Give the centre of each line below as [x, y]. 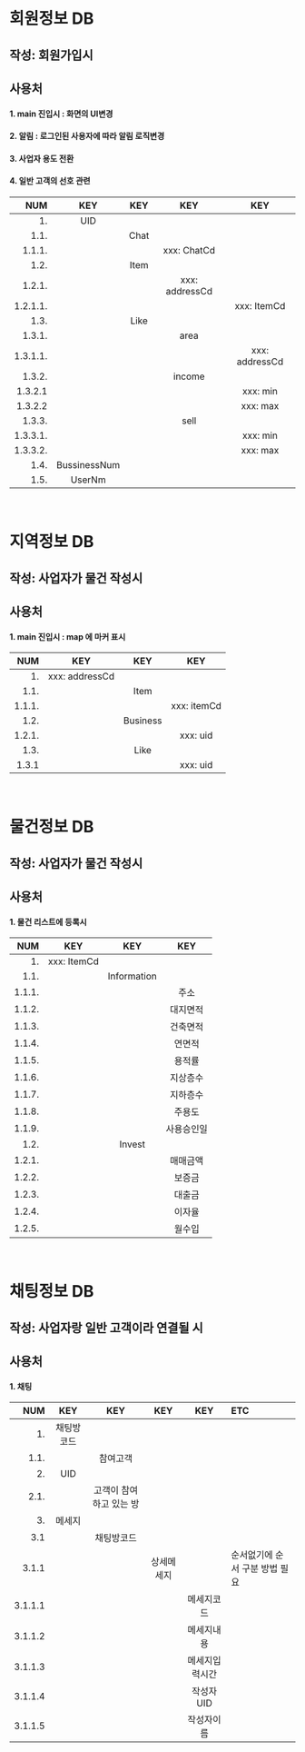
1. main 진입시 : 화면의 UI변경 [61, 114]
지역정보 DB [52, 542]
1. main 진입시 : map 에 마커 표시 [68, 636]
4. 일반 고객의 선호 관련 [50, 181]
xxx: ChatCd [189, 250]
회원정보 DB [52, 19]
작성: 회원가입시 [51, 55]
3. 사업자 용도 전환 [42, 158]
